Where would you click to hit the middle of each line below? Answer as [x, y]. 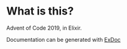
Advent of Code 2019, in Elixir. [44, 28]
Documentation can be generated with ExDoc [64, 39]
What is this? [40, 11]
